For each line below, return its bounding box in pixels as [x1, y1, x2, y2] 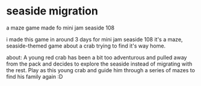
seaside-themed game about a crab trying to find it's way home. [6, 42, 166, 49]
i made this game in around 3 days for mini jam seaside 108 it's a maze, [6, 35, 183, 43]
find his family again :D [6, 73, 63, 80]
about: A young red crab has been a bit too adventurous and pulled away [6, 54, 187, 61]
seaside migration [6, 4, 98, 18]
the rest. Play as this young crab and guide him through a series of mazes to [6, 66, 196, 73]
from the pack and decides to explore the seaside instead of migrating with [6, 60, 193, 67]
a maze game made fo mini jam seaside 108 [6, 24, 115, 31]
